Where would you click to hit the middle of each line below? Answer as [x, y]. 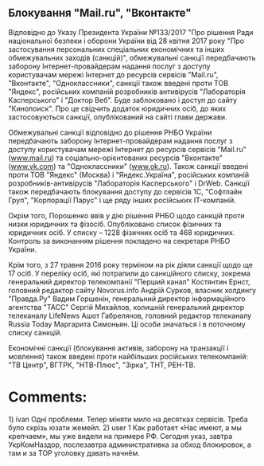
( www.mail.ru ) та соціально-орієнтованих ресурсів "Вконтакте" [115, 158]
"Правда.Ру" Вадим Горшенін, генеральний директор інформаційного [127, 299]
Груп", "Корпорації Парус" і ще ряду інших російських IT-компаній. [122, 200]
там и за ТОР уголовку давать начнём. [74, 452]
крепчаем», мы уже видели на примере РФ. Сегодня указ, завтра [120, 436]
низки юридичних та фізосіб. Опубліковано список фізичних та [115, 224]
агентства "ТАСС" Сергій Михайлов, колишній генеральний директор [126, 307]
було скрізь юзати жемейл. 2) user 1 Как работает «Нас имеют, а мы [125, 427]
